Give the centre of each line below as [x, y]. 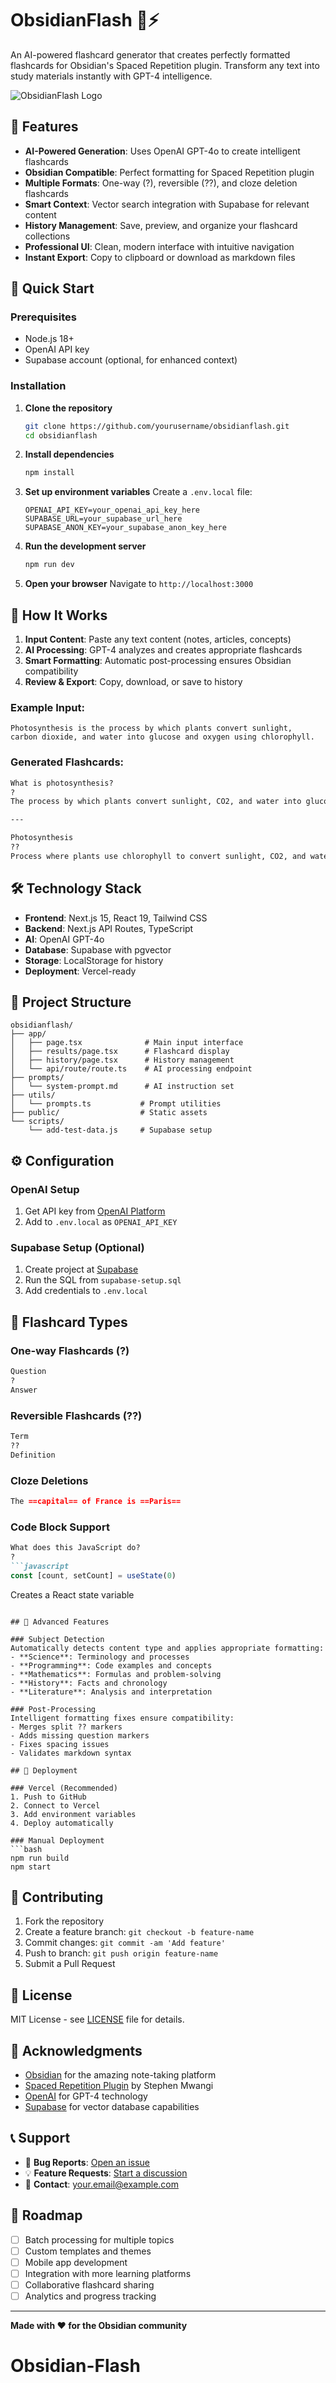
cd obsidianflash [61, 435]
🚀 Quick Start [52, 288]
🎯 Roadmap [46, 2215]
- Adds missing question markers [80, 1735]
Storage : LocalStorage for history [94, 960]
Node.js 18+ [49, 339]
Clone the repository [68, 408]
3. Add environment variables [73, 1814]
